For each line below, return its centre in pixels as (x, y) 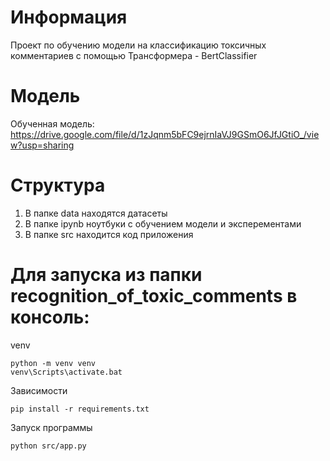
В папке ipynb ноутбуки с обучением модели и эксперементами (163, 223)
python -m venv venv (53, 363)
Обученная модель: (52, 123)
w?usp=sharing (42, 145)
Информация (69, 17)
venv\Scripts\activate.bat (66, 372)
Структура (58, 185)
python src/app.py (48, 446)
